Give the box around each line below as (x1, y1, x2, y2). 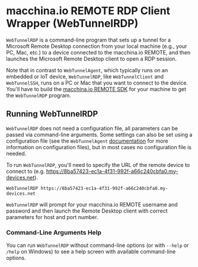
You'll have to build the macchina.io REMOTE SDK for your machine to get (6, 85, 187, 92)
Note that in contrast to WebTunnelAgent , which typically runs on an (6, 66, 168, 73)
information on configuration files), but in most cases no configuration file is (6, 143, 191, 150)
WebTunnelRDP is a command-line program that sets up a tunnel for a (6, 36, 171, 43)
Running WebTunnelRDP (6, 109, 98, 119)
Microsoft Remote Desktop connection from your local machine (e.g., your (6, 43, 187, 50)
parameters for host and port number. (6, 213, 98, 220)
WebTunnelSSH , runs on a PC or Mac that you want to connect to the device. (6, 79, 189, 86)
